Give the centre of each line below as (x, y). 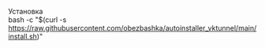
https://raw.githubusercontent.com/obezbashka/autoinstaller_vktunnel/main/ (132, 28)
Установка (26, 11)
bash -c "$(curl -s (37, 20)
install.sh (23, 36)
